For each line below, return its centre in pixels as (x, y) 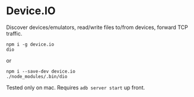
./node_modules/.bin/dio (37, 76)
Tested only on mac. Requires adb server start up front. (76, 88)
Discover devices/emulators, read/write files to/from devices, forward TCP (97, 27)
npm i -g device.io (30, 44)
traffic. (14, 33)
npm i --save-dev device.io (41, 71)
